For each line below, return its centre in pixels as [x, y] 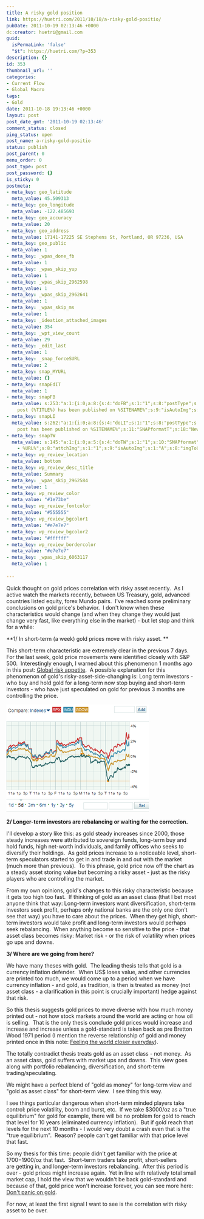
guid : [13, 39]
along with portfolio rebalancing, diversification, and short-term [86, 1067]
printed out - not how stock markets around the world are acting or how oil [100, 1016]
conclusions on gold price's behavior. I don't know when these [85, 607]
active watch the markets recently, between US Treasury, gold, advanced [98, 595]
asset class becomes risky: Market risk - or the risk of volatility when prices [101, 935]
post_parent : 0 [25, 154]
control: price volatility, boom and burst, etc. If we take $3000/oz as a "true [101, 1109]
